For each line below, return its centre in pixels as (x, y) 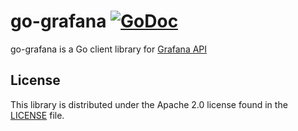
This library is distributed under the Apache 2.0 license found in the (149, 104)
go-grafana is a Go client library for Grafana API (109, 49)
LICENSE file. (37, 115)
